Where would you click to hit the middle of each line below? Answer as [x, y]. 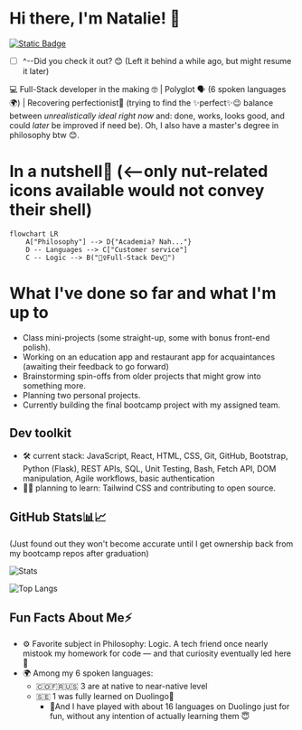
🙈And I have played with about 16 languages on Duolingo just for [170, 707]
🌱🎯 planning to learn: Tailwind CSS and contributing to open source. [149, 488]
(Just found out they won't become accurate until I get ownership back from [151, 543]
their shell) [51, 210]
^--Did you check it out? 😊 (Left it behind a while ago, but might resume [157, 61]
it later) [36, 71]
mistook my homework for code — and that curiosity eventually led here [157, 653]
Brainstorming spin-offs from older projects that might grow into [142, 376]
